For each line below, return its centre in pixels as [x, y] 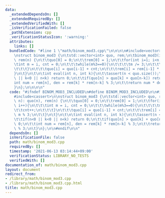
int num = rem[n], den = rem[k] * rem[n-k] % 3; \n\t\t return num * [84, 83]
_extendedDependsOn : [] [34, 14]
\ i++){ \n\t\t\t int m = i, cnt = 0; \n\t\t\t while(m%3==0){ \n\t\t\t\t [87, 106]
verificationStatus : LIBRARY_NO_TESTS [49, 156]
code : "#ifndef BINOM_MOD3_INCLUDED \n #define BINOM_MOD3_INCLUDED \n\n [83, 92]
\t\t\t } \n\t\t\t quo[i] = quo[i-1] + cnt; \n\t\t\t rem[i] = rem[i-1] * [87, 69]
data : [11, 10]
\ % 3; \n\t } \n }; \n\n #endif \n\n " [47, 128]
